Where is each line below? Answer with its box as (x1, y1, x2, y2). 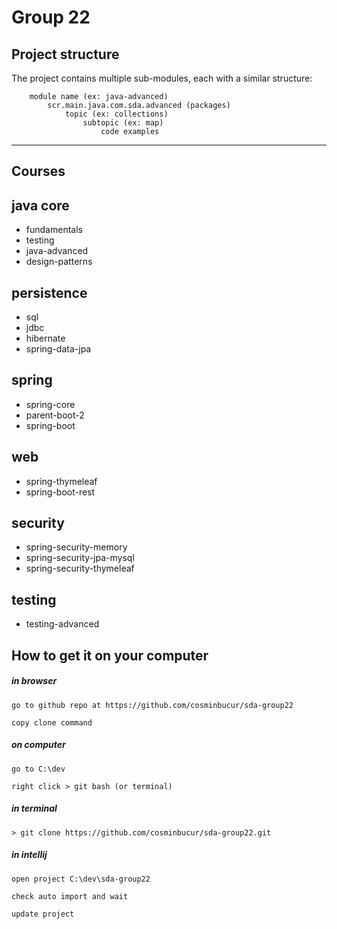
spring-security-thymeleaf (25, 562, 135, 575)
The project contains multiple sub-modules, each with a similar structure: (11, 72, 313, 84)
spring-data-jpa (25, 343, 92, 355)
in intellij (11, 849, 48, 861)
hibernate (25, 332, 66, 345)
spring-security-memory (25, 541, 128, 553)
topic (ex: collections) (64, 109, 169, 119)
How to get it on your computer (11, 647, 209, 664)
